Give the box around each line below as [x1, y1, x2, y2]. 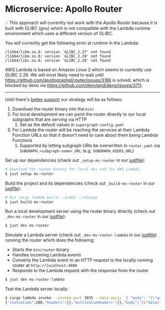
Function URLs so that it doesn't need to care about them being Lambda [12, 132, 158, 138]
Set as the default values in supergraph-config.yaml [19, 121, 124, 127]
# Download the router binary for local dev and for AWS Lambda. [5, 167, 141, 171]
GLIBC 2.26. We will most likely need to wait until [5, 72, 104, 78]
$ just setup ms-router [5, 171, 54, 176]
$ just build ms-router [5, 199, 54, 204]
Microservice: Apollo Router [5, 3, 123, 15]
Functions [12, 137, 33, 143]
